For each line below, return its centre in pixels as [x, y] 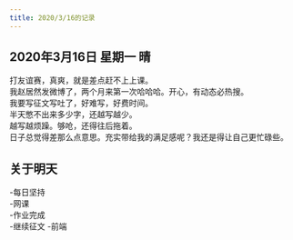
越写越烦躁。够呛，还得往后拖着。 [73, 126]
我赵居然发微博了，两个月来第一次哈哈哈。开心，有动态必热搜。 [129, 92]
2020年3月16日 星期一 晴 [80, 57]
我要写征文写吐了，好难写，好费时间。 [81, 103]
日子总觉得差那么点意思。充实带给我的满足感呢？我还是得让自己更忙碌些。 [149, 137]
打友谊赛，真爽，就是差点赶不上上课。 [81, 80]
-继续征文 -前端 [38, 226]
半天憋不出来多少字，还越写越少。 [73, 115]
